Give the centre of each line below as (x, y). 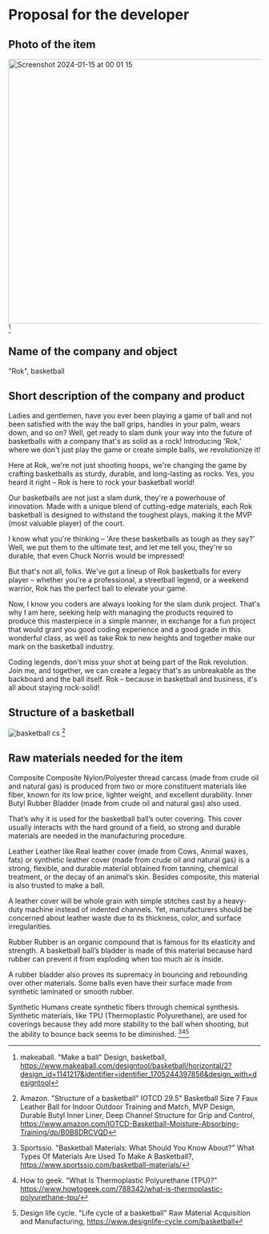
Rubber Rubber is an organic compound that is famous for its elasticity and (132, 942)
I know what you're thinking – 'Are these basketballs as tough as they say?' (132, 538)
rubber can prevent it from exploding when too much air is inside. (116, 958)
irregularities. (30, 926)
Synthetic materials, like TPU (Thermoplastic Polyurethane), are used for (128, 1015)
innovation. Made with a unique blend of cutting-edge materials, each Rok (130, 506)
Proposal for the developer (99, 15)
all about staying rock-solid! (54, 688)
